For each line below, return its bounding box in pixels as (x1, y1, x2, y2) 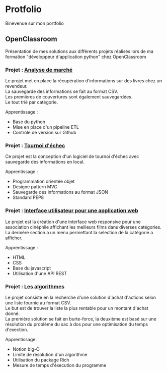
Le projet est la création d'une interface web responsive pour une (5, 219, 141, 225)
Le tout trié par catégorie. (5, 99, 58, 105)
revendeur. (5, 83, 28, 89)
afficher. (5, 235, 23, 241)
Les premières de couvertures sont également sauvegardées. (5, 94, 133, 100)
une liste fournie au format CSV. (5, 299, 71, 306)
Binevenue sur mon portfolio (5, 20, 64, 26)
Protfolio (5, 4, 42, 15)
